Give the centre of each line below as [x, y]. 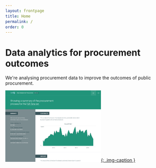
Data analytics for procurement [73, 53]
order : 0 [15, 27]
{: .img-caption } [118, 160]
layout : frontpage [25, 11]
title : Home [18, 16]
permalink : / [19, 21]
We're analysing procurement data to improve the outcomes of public [78, 78]
